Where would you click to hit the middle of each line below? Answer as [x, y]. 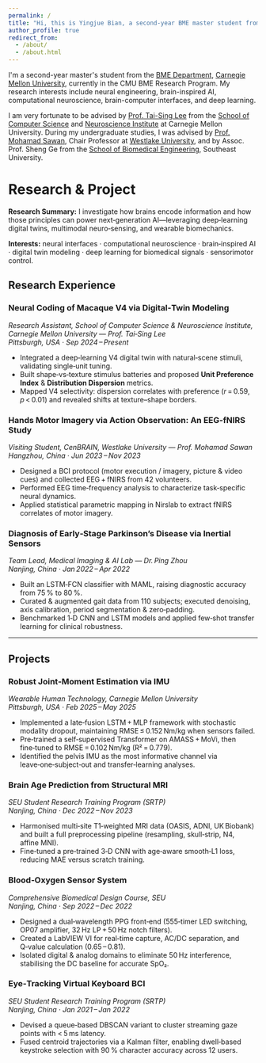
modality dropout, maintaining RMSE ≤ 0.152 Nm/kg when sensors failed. [137, 730]
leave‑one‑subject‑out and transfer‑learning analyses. [107, 764]
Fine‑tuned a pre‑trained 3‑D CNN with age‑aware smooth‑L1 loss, [127, 852]
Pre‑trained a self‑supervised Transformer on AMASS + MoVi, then [128, 739]
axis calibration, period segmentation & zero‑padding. [107, 610]
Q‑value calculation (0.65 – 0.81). [72, 947]
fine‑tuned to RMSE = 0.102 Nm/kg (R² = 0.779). [96, 747]
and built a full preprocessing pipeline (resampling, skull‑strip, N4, [127, 834]
